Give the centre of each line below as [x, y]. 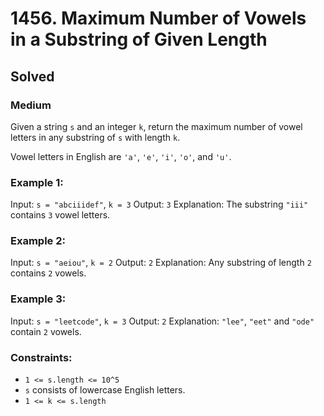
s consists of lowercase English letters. [105, 390]
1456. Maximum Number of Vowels [158, 18]
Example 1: [37, 182]
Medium [31, 105]
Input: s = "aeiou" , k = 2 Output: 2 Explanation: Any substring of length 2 [161, 263]
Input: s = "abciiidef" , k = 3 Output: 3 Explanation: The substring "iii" [159, 204]
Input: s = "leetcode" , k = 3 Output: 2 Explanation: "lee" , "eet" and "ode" [162, 321]
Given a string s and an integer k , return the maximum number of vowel [156, 126]
